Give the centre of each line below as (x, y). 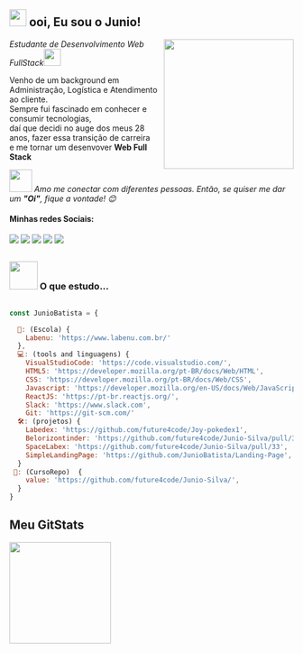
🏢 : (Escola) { (44, 329)
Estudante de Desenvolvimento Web (77, 44)
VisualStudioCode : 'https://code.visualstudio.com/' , (129, 363)
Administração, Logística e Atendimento (83, 89)
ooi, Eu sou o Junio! (85, 22)
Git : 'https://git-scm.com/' (80, 413)
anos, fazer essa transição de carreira (80, 137)
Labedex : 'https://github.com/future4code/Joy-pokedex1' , (137, 430)
